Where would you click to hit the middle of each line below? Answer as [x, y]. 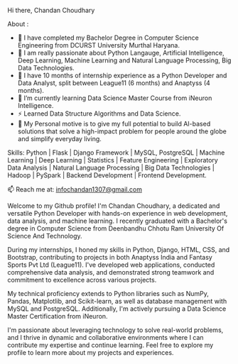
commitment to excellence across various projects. [82, 280]
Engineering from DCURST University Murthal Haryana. [98, 45]
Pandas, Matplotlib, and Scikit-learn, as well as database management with [117, 301]
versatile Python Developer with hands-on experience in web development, [118, 213]
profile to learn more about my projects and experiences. [91, 353]
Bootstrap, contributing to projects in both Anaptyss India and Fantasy [110, 257]
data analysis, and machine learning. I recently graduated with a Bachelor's [117, 221]
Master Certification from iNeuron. [58, 316]
